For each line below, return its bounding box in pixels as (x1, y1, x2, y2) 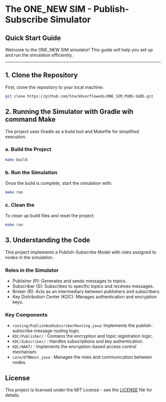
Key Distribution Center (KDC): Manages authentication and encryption (12, 294, 157, 300)
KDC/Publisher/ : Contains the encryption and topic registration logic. (12, 333, 153, 339)
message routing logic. (34, 328, 81, 334)
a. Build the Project (5, 146, 51, 153)
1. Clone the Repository (5, 71, 78, 80)
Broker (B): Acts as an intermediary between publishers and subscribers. (12, 289, 161, 295)
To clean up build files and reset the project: (5, 213, 95, 219)
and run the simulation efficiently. (5, 52, 73, 58)
